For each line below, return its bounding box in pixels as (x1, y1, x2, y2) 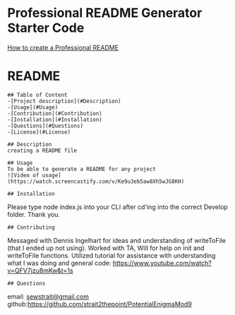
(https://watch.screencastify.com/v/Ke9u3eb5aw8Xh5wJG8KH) (7, 178, 185, 185)
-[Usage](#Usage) (7, 104, 59, 111)
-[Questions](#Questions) (7, 122, 83, 129)
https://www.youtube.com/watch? (112, 258, 212, 267)
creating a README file (7, 147, 78, 154)
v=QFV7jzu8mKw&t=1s (7, 266, 73, 275)
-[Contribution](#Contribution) (7, 109, 102, 117)
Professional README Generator (7, 5, 203, 21)
